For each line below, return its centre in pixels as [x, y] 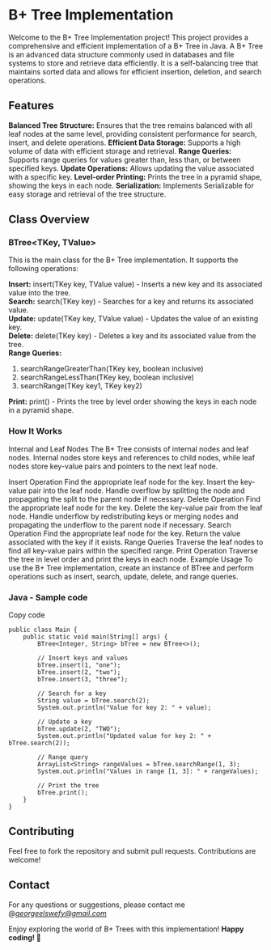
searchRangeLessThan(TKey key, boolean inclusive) [107, 377]
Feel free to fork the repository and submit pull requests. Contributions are [132, 850]
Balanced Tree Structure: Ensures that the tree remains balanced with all [131, 125]
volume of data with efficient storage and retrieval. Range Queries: [120, 151]
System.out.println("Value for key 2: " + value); [125, 708]
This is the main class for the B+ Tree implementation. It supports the [123, 260]
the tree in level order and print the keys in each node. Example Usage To [131, 559]
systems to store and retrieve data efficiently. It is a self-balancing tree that [133, 63]
